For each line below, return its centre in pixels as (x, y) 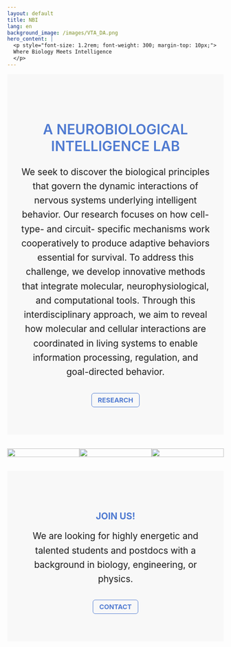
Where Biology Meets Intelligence (63, 52)
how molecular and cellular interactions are (115, 329)
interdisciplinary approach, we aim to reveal (115, 315)
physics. (115, 579)
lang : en (20, 26)
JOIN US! (115, 516)
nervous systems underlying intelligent (115, 200)
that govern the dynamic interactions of (115, 186)
